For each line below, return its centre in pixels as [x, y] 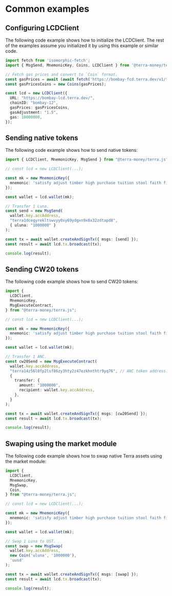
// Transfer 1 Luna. [27, 206]
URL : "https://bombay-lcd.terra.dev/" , [52, 98]
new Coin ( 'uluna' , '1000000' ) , [43, 555]
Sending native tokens [42, 138]
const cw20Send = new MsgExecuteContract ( [51, 361]
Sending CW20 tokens [42, 269]
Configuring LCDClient [42, 28]
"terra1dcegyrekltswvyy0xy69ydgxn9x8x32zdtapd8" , [64, 221]
